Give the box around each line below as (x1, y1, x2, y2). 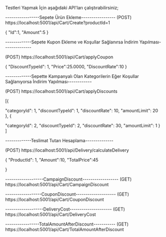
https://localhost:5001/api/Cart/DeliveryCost (5, 212, 96, 217)
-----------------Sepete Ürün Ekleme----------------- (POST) (5, 14, 132, 20)
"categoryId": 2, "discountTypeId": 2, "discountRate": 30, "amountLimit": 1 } (5, 123, 161, 128)
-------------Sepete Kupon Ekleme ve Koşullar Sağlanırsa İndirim (5, 39, 139, 45)
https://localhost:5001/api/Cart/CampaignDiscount (5, 182, 109, 187)
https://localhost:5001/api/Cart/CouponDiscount (5, 197, 104, 202)
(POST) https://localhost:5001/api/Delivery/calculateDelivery (5, 147, 129, 153)
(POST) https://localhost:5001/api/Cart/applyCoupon (5, 54, 114, 60)
